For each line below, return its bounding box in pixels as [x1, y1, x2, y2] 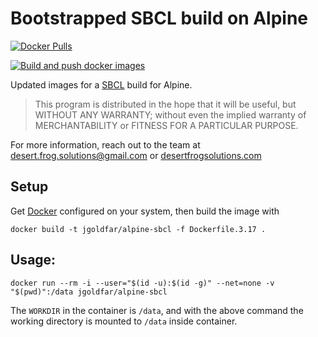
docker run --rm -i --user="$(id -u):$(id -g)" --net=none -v [10, 278, 275, 288]
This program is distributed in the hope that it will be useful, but [34, 98, 297, 110]
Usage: [10, 252, 57, 269]
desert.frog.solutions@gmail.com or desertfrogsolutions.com [10, 149, 262, 161]
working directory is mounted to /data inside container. [10, 315, 238, 327]
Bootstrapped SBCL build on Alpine [10, 7, 309, 30]
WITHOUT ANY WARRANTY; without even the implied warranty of [34, 108, 307, 121]
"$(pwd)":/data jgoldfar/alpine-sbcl [10, 287, 168, 297]
